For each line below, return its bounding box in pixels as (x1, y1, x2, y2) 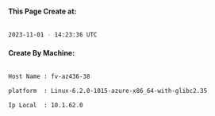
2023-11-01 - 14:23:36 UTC (8, 31, 98, 39)
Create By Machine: (8, 48, 75, 57)
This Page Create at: (8, 6, 77, 16)
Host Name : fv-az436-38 (8, 72, 90, 81)
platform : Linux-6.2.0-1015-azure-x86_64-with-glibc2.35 (8, 87, 208, 95)
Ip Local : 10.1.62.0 (8, 102, 83, 110)
